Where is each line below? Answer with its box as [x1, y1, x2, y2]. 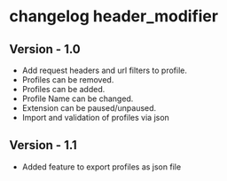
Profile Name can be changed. [21, 93, 134, 104]
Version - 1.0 [9, 42, 82, 57]
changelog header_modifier [9, 6, 219, 27]
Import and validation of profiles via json [21, 113, 170, 122]
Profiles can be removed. [21, 75, 114, 85]
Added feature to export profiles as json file [21, 161, 182, 172]
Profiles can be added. [21, 84, 106, 94]
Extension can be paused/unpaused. [21, 103, 157, 113]
